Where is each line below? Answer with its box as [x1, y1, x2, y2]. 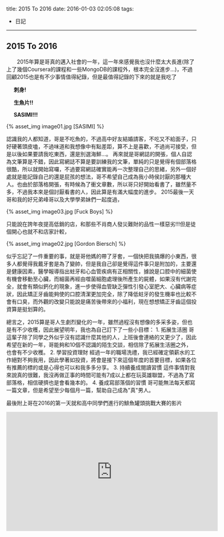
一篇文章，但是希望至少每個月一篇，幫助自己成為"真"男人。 [6, 386, 155, 394]
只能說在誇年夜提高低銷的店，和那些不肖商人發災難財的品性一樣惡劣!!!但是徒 [6, 220, 196, 228]
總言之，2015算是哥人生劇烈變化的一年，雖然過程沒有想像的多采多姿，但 [6, 318, 188, 326]
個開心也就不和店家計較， [6, 228, 70, 235]
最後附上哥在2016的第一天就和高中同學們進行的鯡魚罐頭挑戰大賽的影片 [6, 399, 182, 406]
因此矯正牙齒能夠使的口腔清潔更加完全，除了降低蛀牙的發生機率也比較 [16, 290, 191, 297]
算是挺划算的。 [11, 305, 49, 312]
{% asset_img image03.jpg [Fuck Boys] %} [6, 208, 114, 215]
